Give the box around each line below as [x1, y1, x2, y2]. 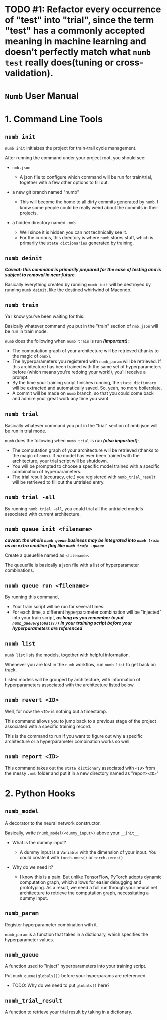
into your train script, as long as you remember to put [12, 615, 124, 621]
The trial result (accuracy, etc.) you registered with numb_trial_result [12, 474, 156, 480]
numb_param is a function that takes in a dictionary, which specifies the [5, 931, 148, 937]
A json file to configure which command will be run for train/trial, [19, 174, 153, 180]
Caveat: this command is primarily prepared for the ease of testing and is [5, 267, 161, 273]
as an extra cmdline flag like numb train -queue [5, 543, 104, 549]
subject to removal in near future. [5, 272, 76, 278]
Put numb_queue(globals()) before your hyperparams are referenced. [5, 973, 147, 979]
